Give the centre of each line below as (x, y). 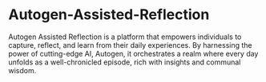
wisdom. (22, 70)
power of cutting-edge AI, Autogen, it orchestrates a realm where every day (133, 53)
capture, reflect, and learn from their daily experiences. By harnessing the (130, 45)
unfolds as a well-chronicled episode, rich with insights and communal (125, 62)
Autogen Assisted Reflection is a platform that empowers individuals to (125, 37)
